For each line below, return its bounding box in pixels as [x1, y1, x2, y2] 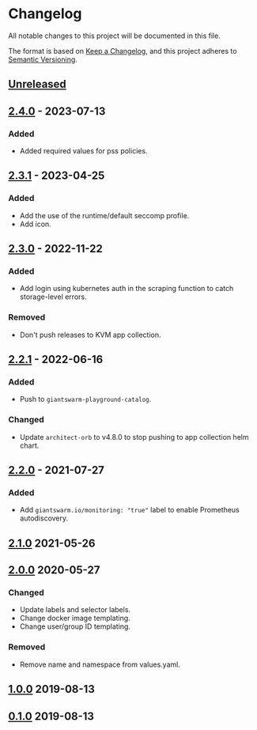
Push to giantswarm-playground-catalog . [19, 395, 152, 404]
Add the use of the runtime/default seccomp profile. [19, 210, 190, 220]
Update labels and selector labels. [19, 605, 131, 615]
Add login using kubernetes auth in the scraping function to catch [19, 284, 234, 293]
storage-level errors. [19, 292, 87, 301]
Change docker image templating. [19, 614, 130, 623]
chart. [19, 441, 40, 450]
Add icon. [19, 219, 51, 229]
